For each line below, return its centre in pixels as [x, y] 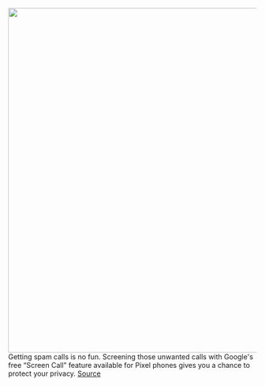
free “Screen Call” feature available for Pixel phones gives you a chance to [129, 365]
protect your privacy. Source [54, 373]
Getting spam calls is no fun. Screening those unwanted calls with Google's [131, 357]
